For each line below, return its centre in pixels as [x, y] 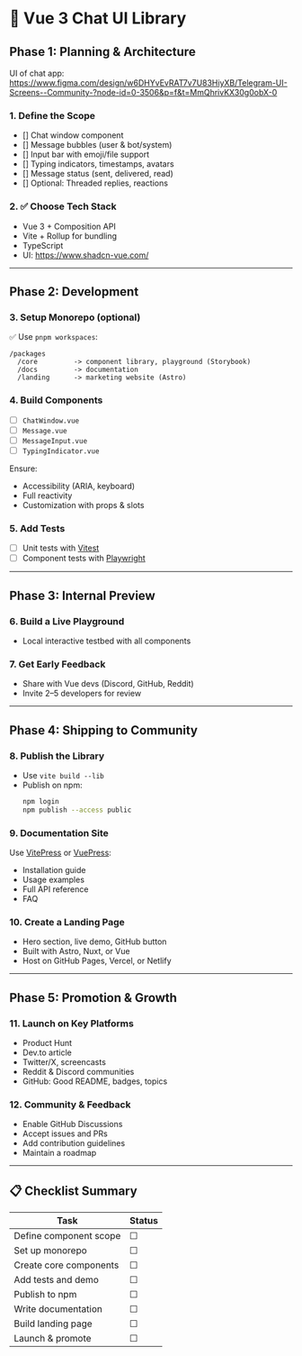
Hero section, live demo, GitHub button [94, 942]
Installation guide [54, 869]
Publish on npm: [52, 785]
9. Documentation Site [59, 833]
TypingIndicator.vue [61, 451]
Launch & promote [53, 1339]
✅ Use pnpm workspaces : [54, 337]
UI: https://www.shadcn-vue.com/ [85, 255]
